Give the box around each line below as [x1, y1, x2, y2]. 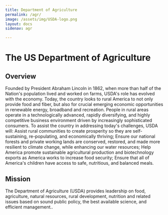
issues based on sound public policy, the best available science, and [5, 198, 147, 204]
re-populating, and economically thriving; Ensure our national [29, 134, 155, 140]
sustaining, [5, 134, 28, 140]
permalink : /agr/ [5, 12, 42, 17]
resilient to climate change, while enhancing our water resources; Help [5, 144, 151, 150]
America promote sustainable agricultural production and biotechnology [5, 149, 154, 156]
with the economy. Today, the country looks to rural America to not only [5, 96, 153, 102]
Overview [5, 72, 37, 80]
